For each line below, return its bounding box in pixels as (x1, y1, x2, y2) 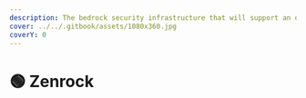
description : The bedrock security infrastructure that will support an (9, 13, 291, 23)
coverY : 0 (9, 30, 47, 39)
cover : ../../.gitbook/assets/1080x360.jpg (9, 22, 178, 31)
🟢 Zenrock (9, 71, 94, 92)
